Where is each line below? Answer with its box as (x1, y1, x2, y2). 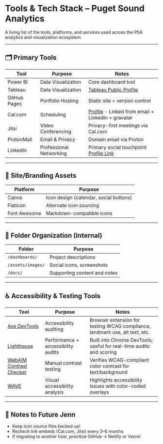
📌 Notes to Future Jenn (5, 410, 76, 419)
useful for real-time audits (89, 343, 150, 350)
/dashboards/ (7, 255, 38, 260)
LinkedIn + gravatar (88, 114, 133, 121)
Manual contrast (45, 360, 82, 367)
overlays (89, 389, 109, 396)
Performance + (45, 337, 80, 344)
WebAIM (7, 357, 27, 364)
